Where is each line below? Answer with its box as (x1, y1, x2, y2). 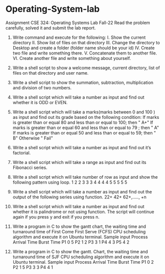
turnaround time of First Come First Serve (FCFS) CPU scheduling (12, 228, 146, 234)
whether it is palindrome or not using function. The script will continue (12, 209, 155, 215)
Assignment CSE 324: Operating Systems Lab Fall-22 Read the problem (5, 20, 150, 26)
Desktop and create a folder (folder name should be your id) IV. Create (12, 45, 155, 51)
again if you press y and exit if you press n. (12, 214, 100, 219)
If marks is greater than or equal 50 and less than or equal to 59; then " (12, 130, 156, 136)
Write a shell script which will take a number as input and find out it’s (12, 144, 151, 150)
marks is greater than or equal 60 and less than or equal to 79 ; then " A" (12, 124, 159, 131)
